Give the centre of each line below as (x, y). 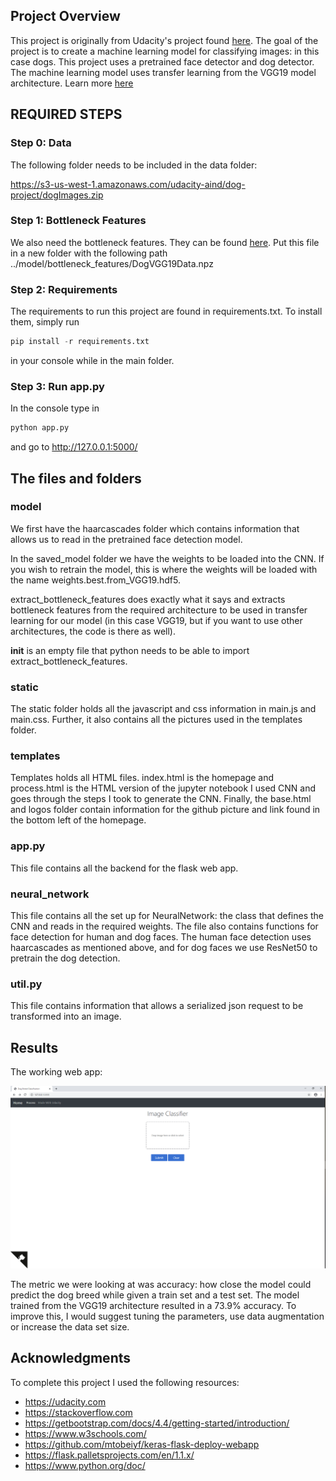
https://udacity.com (65, 1401)
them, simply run (45, 322)
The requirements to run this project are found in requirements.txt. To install (166, 311)
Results (34, 1047)
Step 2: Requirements (64, 289)
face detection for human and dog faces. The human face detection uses (161, 937)
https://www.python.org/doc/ (85, 1465)
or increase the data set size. (70, 1326)
